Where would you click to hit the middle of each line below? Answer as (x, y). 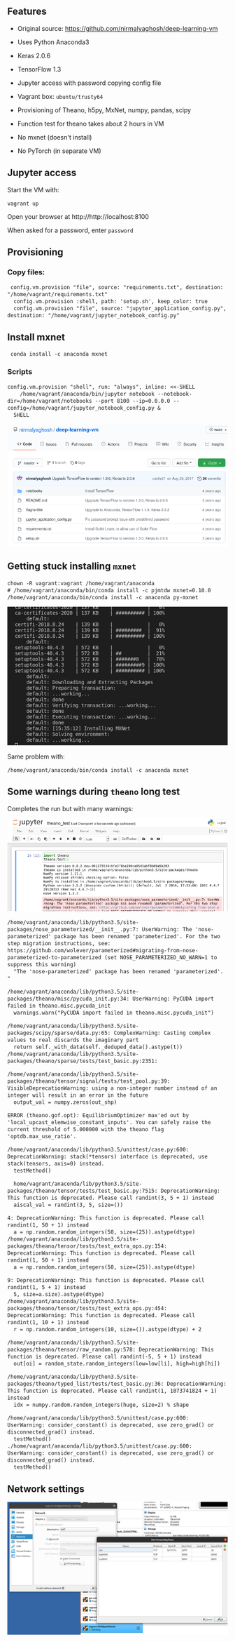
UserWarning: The (167, 930)
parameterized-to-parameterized (54, 958)
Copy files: (26, 272)
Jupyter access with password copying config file (89, 83)
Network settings (46, 1489)
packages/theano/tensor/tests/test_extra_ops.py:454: (87, 1309)
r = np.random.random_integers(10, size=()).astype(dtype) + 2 (107, 1330)
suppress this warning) (42, 965)
